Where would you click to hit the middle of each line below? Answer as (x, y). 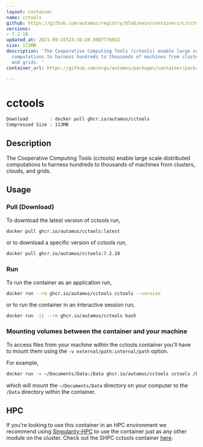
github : (16, 23)
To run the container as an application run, (59, 282)
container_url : (25, 68)
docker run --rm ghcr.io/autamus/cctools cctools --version (84, 293)
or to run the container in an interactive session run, (71, 305)
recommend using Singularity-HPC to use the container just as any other (97, 431)
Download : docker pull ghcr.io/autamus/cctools (78, 119)
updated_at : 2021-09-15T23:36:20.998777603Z (63, 40)
